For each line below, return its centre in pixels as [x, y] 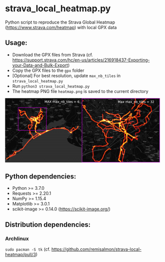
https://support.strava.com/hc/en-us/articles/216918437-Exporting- [81, 60]
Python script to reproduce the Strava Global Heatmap [60, 22]
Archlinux [17, 238]
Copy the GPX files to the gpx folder [48, 70]
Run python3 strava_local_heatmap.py [51, 86]
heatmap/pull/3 [21, 254]
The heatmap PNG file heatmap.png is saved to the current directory [80, 91]
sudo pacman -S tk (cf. [28, 249]
